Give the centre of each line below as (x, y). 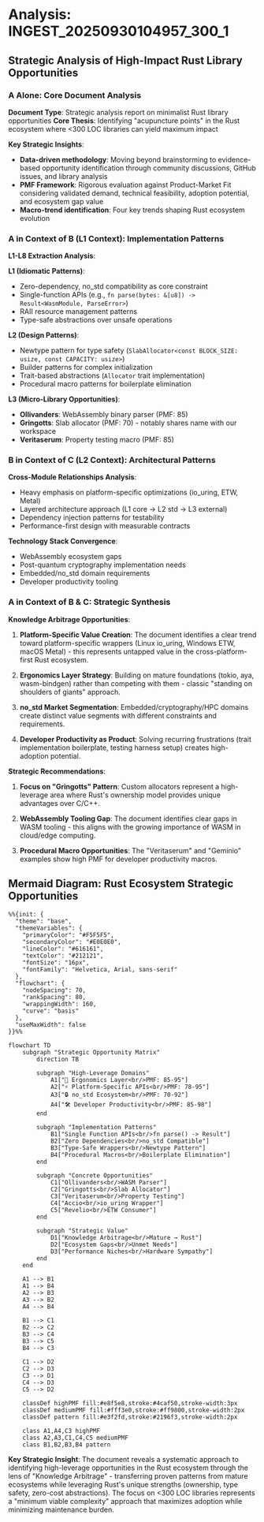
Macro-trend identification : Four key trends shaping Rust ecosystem (132, 210)
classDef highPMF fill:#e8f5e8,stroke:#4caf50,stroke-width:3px (130, 1403)
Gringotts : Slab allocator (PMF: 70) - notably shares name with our (128, 423)
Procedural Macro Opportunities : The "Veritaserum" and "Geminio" (130, 850)
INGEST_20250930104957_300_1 (119, 31)
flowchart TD (30, 1045)
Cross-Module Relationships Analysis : (73, 477)
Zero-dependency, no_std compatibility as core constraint (114, 286)
